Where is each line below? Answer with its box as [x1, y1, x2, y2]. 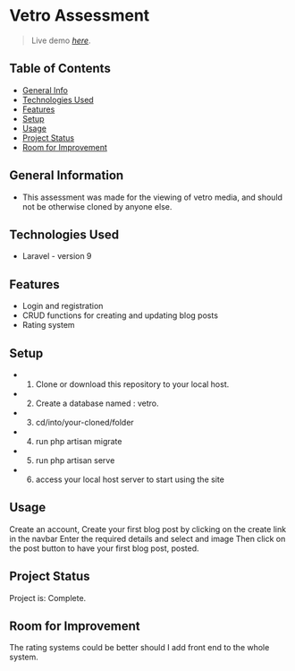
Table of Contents [9, 61, 112, 76]
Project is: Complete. [9, 592, 87, 603]
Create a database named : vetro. [35, 398, 159, 409]
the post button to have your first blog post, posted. [9, 543, 199, 554]
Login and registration [21, 301, 104, 312]
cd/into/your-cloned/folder [35, 417, 134, 427]
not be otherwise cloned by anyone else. [21, 201, 173, 211]
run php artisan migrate [35, 436, 122, 446]
